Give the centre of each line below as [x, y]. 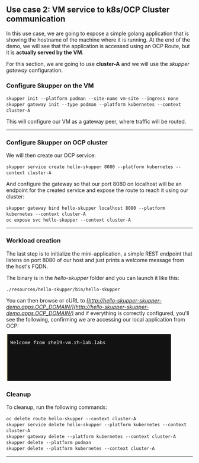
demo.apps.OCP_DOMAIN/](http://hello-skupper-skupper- [78, 307]
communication [36, 19]
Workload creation [33, 241]
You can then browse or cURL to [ [47, 300]
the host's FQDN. [27, 266]
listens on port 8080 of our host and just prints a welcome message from [95, 260]
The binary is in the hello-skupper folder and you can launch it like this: [93, 278]
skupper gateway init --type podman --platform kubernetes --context [94, 105]
